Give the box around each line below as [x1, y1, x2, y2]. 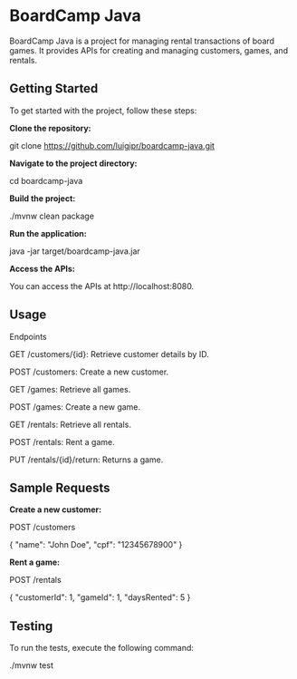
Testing [9, 618, 53, 634]
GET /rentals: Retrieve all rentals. [9, 419, 131, 430]
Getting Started [9, 81, 99, 96]
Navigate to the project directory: [9, 158, 138, 169]
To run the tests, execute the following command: [9, 643, 195, 654]
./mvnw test [9, 660, 54, 671]
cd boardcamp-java [9, 175, 83, 186]
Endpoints [9, 331, 47, 342]
